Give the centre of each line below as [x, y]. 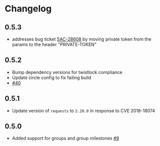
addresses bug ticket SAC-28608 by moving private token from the [82, 39]
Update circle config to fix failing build [52, 77]
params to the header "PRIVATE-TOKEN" [54, 44]
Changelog [28, 9]
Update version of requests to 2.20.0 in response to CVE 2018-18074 [84, 110]
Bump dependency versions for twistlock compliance [67, 72]
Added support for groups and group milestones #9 [65, 138]
